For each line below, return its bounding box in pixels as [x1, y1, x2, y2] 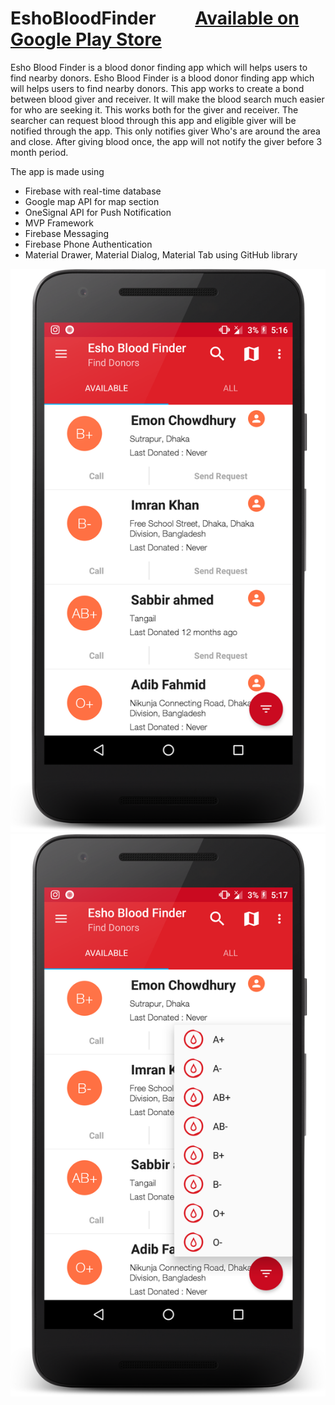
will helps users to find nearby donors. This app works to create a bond [10, 82, 305, 94]
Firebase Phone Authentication [24, 238, 153, 250]
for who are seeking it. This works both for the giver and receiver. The [10, 103, 299, 116]
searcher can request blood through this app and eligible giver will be [10, 114, 297, 126]
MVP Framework [24, 217, 94, 229]
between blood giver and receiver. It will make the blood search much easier [10, 93, 325, 105]
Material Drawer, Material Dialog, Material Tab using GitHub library [24, 248, 298, 261]
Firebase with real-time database [24, 185, 162, 197]
